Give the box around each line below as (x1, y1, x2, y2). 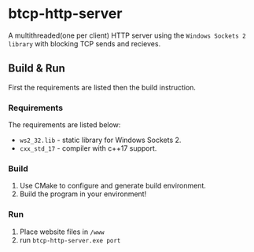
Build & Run (8, 62, 65, 75)
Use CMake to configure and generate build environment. (19, 181, 207, 191)
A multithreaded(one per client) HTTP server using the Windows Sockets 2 (8, 31, 246, 40)
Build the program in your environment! (19, 189, 147, 199)
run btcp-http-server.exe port (19, 235, 121, 244)
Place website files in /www (19, 227, 105, 236)
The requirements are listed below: (8, 120, 121, 130)
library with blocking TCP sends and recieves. (8, 38, 161, 48)
